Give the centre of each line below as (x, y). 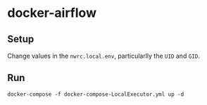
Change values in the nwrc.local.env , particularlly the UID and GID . (104, 56)
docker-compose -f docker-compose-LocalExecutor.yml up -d (96, 94)
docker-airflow (52, 13)
